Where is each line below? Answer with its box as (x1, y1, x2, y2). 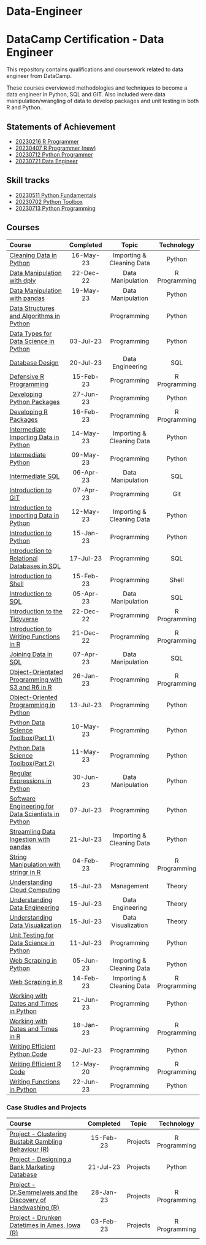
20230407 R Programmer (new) (15, 144, 96, 152)
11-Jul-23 (69, 938, 102, 947)
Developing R (9, 407, 48, 416)
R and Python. (6, 104, 42, 111)
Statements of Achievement (6, 122, 116, 132)
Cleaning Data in (9, 250, 57, 259)
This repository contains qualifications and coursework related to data (6, 66, 184, 73)
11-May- (71, 747, 100, 756)
